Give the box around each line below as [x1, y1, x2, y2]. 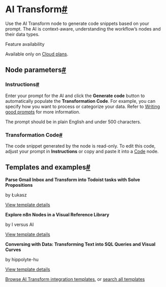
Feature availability [5, 41, 45, 47]
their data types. [5, 31, 40, 37]
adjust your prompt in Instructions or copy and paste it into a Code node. [5, 148, 159, 154]
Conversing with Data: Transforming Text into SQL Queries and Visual [5, 241, 156, 247]
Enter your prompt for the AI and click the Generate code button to [5, 93, 145, 99]
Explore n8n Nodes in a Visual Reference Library [5, 211, 110, 217]
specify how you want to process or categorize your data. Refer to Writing [5, 103, 160, 109]
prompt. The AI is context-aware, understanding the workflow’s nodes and [5, 25, 161, 32]
